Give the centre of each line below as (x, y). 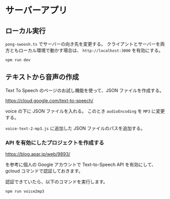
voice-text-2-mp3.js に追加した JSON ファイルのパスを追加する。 (75, 128)
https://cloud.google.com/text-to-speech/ (49, 100)
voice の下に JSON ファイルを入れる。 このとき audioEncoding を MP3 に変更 (85, 111)
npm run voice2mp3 (25, 191)
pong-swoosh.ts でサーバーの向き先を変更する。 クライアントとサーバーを (83, 44)
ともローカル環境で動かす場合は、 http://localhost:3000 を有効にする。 (86, 50)
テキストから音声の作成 (42, 77)
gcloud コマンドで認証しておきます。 (44, 170)
